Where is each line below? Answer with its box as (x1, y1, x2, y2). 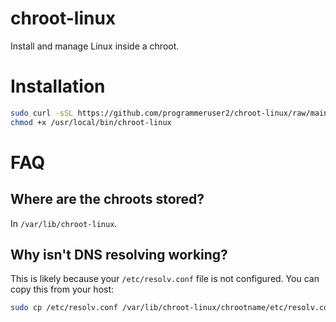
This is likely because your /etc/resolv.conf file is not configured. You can (10, 273, 320, 285)
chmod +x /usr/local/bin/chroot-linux (10, 117, 172, 127)
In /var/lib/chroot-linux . (10, 217, 118, 229)
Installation (10, 75, 106, 98)
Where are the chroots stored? (10, 191, 205, 208)
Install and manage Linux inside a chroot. (10, 40, 180, 52)
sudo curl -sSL (10, 108, 74, 118)
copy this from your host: (10, 283, 115, 296)
